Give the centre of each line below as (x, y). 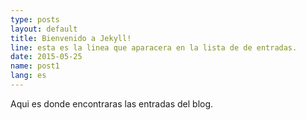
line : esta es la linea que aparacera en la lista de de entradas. (154, 47)
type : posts (35, 19)
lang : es (28, 76)
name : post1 (35, 66)
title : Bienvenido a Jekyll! (71, 38)
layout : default (44, 29)
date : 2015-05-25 (46, 57)
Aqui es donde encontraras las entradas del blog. (112, 103)
